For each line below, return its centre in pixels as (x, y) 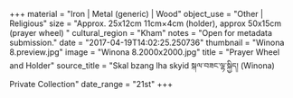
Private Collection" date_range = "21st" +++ (91, 84)
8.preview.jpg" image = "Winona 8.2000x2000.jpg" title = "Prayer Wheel (145, 52)
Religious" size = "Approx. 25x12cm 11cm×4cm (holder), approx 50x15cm (146, 23)
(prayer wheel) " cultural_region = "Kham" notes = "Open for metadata (141, 33)
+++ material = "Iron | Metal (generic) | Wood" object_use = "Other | (137, 14)
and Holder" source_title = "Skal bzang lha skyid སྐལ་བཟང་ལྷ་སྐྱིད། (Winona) (142, 66)
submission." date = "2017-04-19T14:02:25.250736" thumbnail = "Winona (147, 42)
